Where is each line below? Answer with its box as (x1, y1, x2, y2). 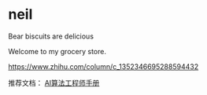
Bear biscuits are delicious (8, 31, 94, 41)
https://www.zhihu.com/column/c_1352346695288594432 (8, 61, 199, 71)
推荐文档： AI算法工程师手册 (8, 78, 100, 87)
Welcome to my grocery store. (8, 46, 106, 56)
